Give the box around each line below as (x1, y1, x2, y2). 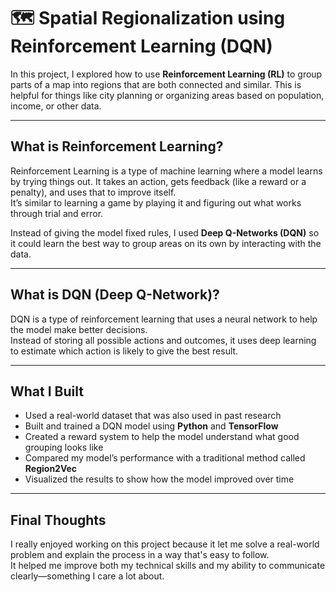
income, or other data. (10, 100, 102, 112)
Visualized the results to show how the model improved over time (24, 473, 295, 485)
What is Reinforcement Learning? (10, 138, 224, 155)
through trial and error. (10, 207, 104, 219)
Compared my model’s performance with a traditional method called (24, 452, 306, 464)
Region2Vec (24, 463, 78, 475)
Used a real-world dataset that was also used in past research (24, 410, 282, 422)
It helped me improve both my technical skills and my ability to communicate (10, 560, 326, 572)
